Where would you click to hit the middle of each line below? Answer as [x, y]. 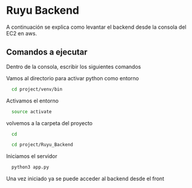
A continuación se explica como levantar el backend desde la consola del [96, 27]
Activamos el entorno [32, 101]
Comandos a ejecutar [47, 52]
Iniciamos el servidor [32, 156]
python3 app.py [30, 167]
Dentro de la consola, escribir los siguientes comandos [74, 66]
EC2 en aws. [22, 33]
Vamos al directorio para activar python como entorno [72, 78]
